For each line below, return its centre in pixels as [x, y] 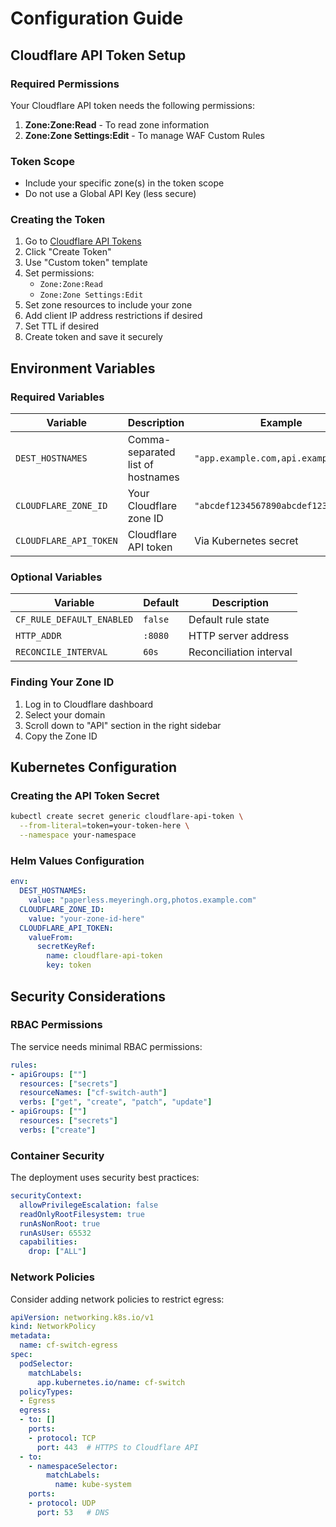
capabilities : [48, 1242]
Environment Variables [83, 368]
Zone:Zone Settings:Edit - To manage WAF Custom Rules [144, 135]
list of [140, 465]
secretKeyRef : [66, 947]
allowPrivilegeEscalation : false [89, 1205]
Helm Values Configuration [77, 860]
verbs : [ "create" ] [58, 1130]
